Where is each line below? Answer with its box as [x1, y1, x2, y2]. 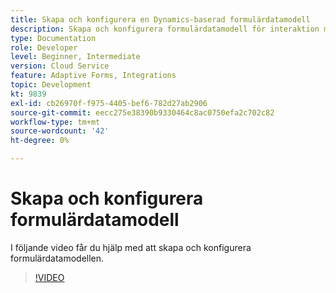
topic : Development [10, 80, 92, 90]
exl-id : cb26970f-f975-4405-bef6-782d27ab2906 [10, 98, 208, 108]
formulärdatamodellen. [10, 252, 105, 264]
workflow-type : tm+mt [10, 117, 101, 127]
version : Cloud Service [10, 61, 110, 71]
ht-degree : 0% [10, 136, 70, 146]
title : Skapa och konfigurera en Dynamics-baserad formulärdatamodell [10, 14, 311, 25]
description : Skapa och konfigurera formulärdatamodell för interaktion [10, 24, 320, 34]
